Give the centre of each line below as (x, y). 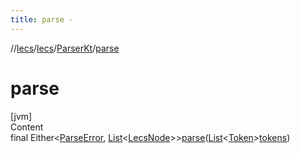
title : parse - (42, 19)
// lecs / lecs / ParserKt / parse (65, 48)
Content (27, 127)
